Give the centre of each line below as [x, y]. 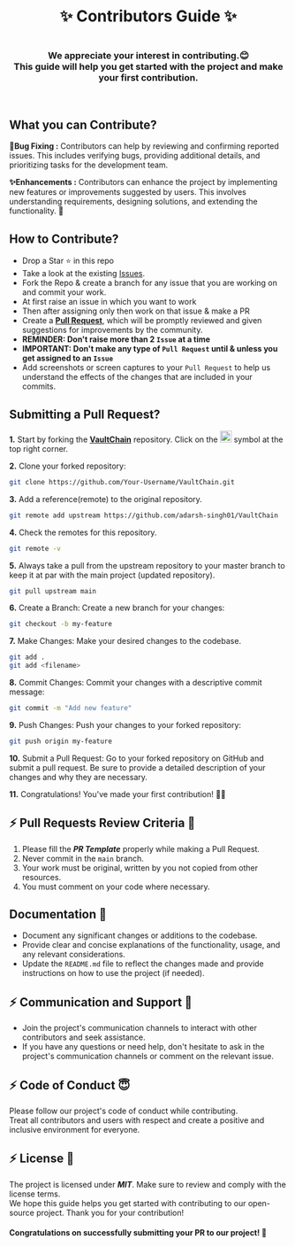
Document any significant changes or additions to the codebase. [140, 935]
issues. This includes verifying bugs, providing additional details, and [135, 156]
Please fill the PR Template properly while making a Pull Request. [141, 848]
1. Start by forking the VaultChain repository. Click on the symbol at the [146, 439]
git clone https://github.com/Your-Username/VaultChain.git [122, 482]
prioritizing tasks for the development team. [89, 165]
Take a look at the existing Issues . [83, 274]
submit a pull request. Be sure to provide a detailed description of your [138, 767]
